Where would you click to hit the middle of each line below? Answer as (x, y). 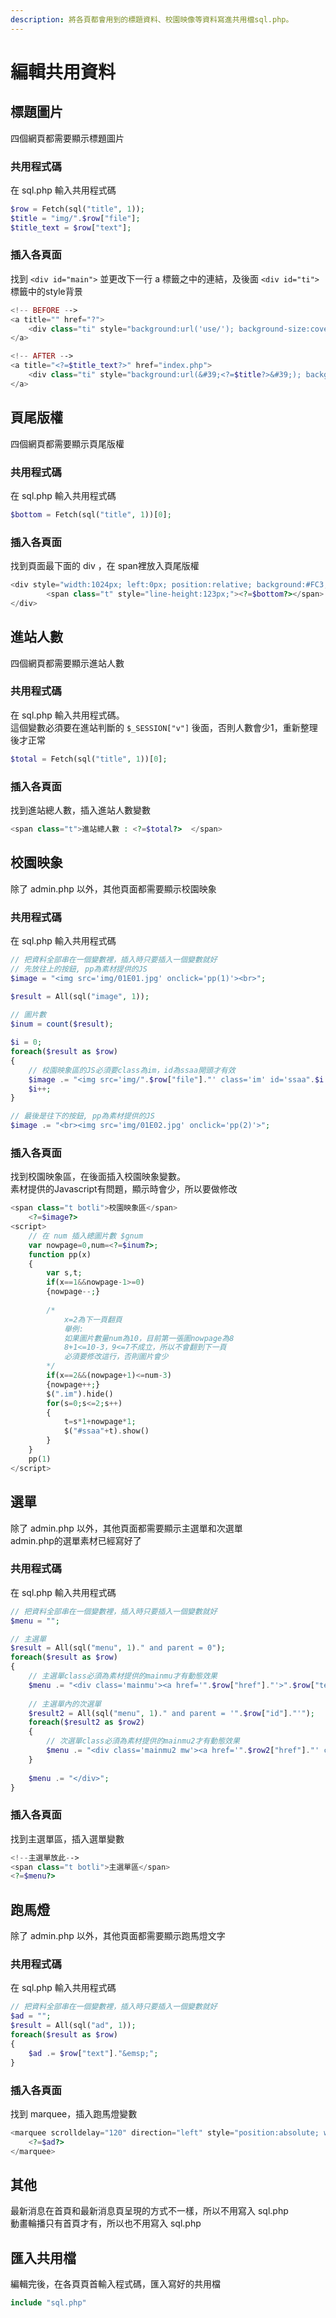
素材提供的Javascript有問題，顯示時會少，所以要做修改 (124, 1189)
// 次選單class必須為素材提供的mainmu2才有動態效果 (143, 1741)
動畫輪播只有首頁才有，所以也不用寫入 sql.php (106, 2223)
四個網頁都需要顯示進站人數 (67, 663)
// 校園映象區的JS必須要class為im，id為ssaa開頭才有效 (132, 1070)
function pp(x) (60, 1254)
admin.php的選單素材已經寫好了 (76, 1540)
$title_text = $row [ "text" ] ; (71, 227)
